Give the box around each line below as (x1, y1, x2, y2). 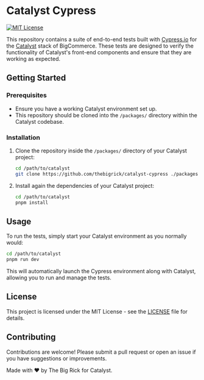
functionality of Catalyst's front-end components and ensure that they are (6, 48, 192, 56)
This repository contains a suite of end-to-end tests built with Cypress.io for (6, 35, 197, 43)
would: (6, 239, 23, 246)
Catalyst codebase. (15, 118, 64, 125)
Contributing (6, 332, 56, 342)
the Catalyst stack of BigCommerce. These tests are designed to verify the (6, 42, 194, 49)
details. (6, 314, 25, 321)
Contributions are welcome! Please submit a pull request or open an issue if (6, 348, 196, 356)
